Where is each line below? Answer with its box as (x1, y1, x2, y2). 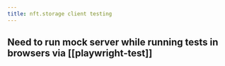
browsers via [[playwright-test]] (7, 47, 153, 60)
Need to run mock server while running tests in (7, 37, 219, 48)
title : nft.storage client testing (7, 10, 112, 18)
